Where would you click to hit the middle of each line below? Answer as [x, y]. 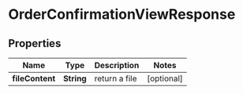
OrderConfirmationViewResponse [122, 14]
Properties [35, 43]
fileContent [34, 78]
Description [117, 65]
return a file [116, 78]
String [75, 78]
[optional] [165, 78]
